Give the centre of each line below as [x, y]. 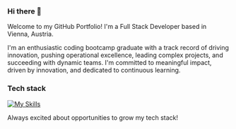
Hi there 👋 [25, 11]
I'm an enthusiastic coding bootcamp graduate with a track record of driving [118, 48]
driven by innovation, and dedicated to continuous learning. [94, 70]
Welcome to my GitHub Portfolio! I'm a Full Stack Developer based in [107, 27]
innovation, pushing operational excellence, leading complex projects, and [116, 55]
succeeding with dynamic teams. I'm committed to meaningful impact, [110, 63]
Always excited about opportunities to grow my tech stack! [93, 117]
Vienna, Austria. [31, 34]
